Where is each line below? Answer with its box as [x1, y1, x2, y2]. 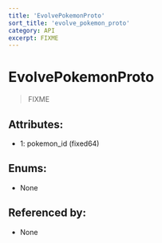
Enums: [8, 162, 47, 175]
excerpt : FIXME [8, 33, 59, 42]
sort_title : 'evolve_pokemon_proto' [8, 19, 130, 27]
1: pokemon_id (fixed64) [19, 139, 100, 148]
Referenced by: [8, 206, 86, 220]
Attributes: [8, 117, 64, 131]
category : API [8, 26, 56, 34]
